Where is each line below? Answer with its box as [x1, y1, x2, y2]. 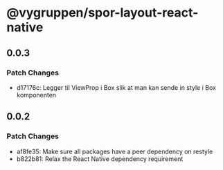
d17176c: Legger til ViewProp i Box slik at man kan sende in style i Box [16, 83, 216, 91]
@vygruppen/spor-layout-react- [6, 5, 199, 21]
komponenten [16, 91, 57, 99]
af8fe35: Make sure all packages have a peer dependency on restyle [16, 147, 213, 155]
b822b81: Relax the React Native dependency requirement [16, 154, 184, 163]
